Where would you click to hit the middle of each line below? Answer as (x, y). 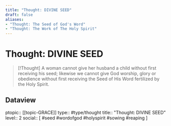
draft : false (19, 15)
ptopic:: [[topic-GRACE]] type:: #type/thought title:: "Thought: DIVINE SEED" (86, 112)
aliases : (15, 19)
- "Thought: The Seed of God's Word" (45, 24)
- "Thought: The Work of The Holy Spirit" (51, 29)
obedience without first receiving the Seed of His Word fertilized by (89, 79)
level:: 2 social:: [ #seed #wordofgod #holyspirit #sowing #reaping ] (77, 118)
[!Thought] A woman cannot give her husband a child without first (87, 68)
